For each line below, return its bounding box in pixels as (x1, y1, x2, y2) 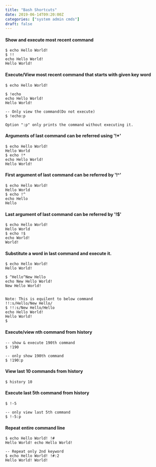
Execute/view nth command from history (5, 329, 93, 335)
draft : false (5, 21, 33, 27)
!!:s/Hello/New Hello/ (5, 301, 53, 306)
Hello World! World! (5, 458, 49, 463)
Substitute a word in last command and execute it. (5, 250, 112, 256)
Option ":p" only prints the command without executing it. (5, 122, 134, 127)
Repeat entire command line (5, 424, 65, 431)
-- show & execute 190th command (5, 340, 75, 345)
